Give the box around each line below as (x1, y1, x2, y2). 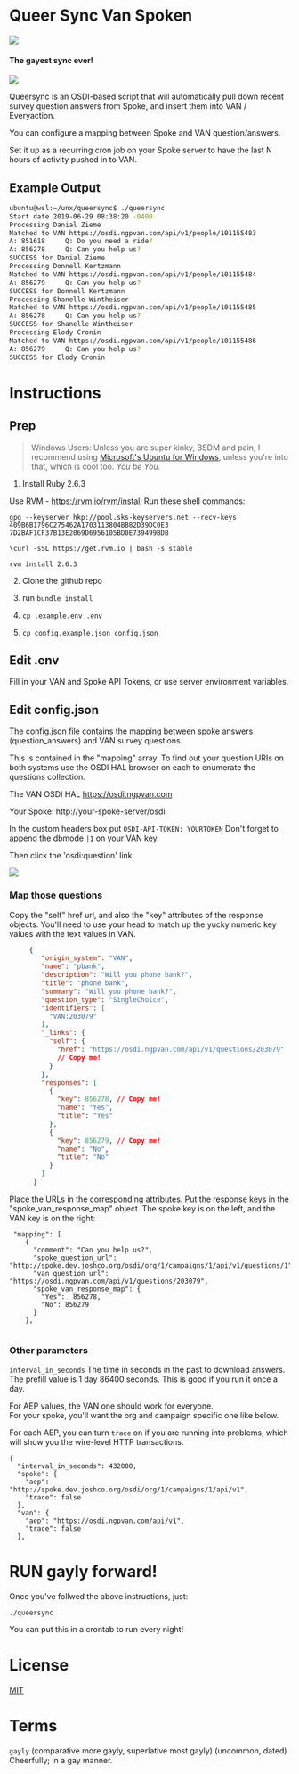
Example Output (9, 180, 101, 195)
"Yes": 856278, (41, 1292, 101, 1302)
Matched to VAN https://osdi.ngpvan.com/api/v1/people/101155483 (9, 228, 256, 237)
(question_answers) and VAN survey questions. (9, 735, 183, 746)
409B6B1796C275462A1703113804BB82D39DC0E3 (9, 521, 169, 530)
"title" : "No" (56, 1153, 109, 1162)
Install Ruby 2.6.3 (21, 478, 86, 489)
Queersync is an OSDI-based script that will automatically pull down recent (9, 91, 285, 103)
